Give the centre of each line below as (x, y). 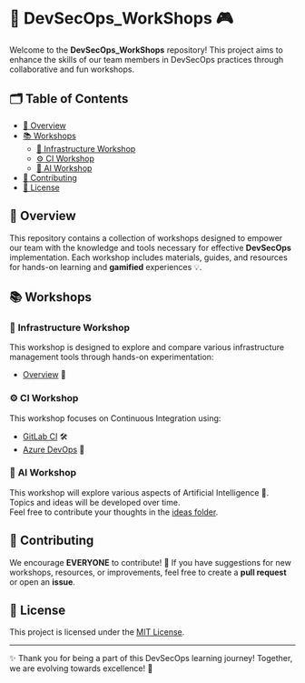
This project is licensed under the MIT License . (97, 632)
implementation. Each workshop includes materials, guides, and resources (148, 257)
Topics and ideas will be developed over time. (95, 502)
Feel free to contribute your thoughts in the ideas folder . (114, 512)
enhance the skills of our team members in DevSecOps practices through (147, 59)
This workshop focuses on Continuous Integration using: (115, 418)
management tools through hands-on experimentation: (112, 357)
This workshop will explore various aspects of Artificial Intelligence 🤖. (139, 492)
